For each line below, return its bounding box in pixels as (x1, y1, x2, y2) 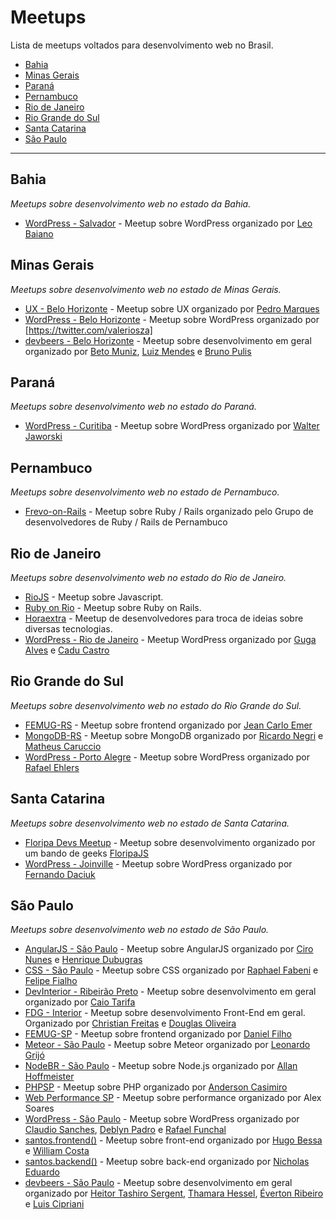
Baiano (24, 227, 54, 240)
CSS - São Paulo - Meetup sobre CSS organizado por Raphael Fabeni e (24, 964, 319, 976)
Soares (24, 1102, 55, 1115)
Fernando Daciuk (24, 868, 96, 880)
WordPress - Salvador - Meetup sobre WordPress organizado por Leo (24, 217, 313, 229)
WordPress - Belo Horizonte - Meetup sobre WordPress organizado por (24, 313, 320, 325)
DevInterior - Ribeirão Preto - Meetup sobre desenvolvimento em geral (24, 986, 317, 998)
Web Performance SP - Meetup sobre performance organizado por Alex (24, 1092, 322, 1104)
